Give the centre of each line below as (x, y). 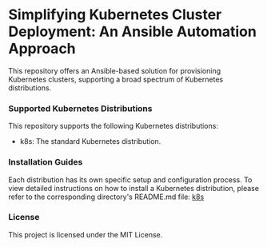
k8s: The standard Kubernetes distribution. (90, 141)
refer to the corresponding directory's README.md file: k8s (106, 197)
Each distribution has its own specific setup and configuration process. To (130, 179)
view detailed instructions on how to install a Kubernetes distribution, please (134, 188)
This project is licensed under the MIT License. (86, 234)
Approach (42, 49)
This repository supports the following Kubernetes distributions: (113, 126)
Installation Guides (46, 162)
